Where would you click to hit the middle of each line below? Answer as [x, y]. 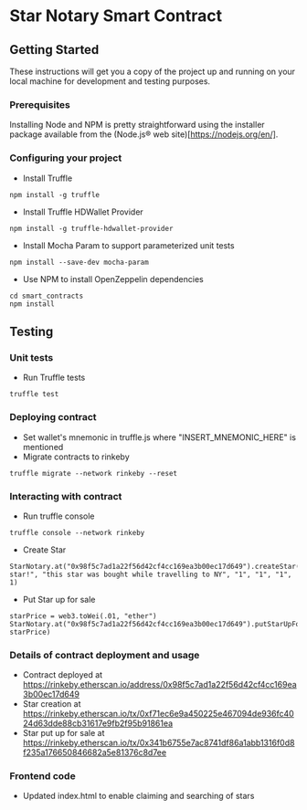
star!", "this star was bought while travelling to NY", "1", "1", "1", [151, 574]
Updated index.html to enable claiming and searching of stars [138, 796]
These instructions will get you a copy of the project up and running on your [152, 71]
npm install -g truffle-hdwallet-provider [91, 228]
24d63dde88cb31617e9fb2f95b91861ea [98, 723]
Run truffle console [58, 516]
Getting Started [54, 50]
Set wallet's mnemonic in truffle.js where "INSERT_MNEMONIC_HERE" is [159, 437]
